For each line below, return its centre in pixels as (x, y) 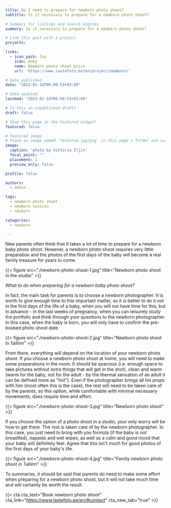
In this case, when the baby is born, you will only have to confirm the (77, 323)
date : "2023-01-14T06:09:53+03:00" (43, 85)
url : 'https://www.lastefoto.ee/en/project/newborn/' (73, 71)
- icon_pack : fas (28, 57)
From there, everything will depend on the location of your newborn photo (83, 353)
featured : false (22, 127)
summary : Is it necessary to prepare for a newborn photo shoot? (76, 29)
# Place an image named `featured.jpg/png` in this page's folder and (82, 141)
